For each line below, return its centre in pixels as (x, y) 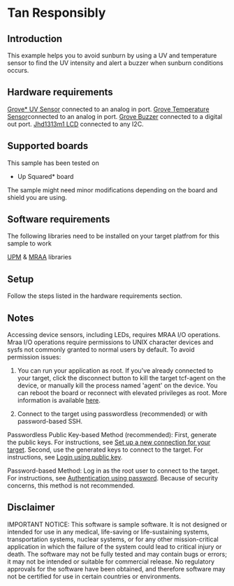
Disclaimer (31, 507)
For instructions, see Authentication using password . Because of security (113, 478)
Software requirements (59, 219)
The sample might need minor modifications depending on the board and (112, 190)
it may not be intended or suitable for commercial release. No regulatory (111, 562)
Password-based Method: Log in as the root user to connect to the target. (114, 471)
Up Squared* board (45, 176)
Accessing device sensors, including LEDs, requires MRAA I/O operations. (114, 335)
